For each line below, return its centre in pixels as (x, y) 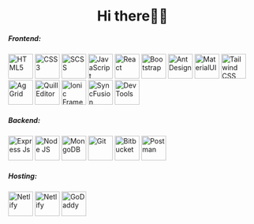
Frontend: (25, 38)
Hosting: (23, 176)
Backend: (24, 120)
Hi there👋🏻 (133, 16)
